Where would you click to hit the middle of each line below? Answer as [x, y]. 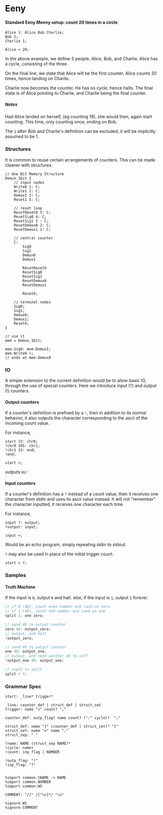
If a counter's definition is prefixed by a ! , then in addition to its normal [76, 413]
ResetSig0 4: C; [30, 217]
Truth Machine [20, 587]
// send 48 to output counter [36, 625]
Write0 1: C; [27, 187]
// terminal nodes [32, 302]
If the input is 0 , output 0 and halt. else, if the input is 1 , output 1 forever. [77, 598]
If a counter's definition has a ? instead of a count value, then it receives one [82, 494]
